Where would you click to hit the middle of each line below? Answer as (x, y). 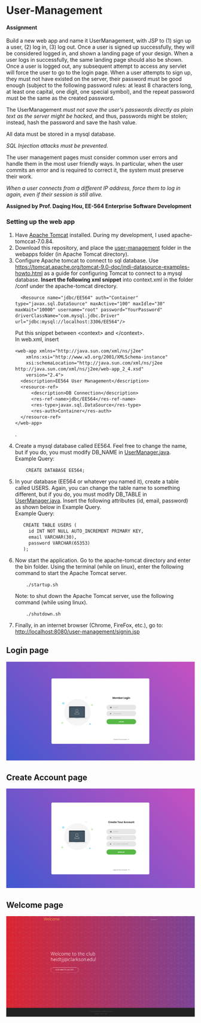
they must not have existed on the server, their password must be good (94, 79)
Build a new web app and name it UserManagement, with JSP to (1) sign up (99, 41)
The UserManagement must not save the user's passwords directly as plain (100, 110)
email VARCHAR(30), (53, 537)
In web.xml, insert (37, 339)
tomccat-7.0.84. (34, 241)
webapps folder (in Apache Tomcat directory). (72, 254)
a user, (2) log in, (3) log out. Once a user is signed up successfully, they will (100, 47)
